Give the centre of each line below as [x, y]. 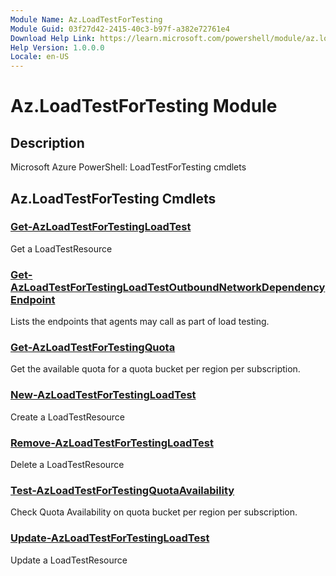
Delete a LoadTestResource [67, 464]
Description [47, 142]
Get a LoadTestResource [61, 248]
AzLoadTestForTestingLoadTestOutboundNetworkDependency [168, 287]
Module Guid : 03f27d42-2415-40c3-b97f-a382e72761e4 [120, 29]
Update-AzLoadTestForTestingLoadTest [110, 538]
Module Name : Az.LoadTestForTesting [86, 19]
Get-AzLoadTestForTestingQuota [93, 348]
